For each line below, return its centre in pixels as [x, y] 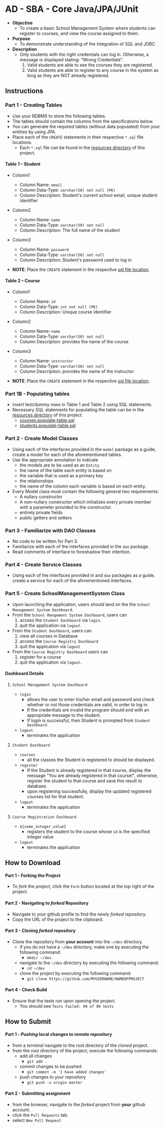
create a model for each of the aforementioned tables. [67, 455]
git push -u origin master [55, 1082]
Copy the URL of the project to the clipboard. [58, 919]
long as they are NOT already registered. [68, 75]
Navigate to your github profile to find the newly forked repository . [79, 914]
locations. [22, 142]
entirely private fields [41, 512]
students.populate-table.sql [48, 426]
